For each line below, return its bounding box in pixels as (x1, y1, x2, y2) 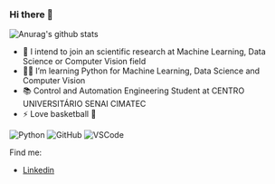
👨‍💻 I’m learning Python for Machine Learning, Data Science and (22, 65, 261, 76)
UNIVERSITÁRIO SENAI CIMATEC (22, 99, 147, 110)
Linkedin (22, 165, 55, 176)
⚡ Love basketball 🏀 (22, 109, 97, 120)
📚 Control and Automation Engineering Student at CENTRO (22, 85, 245, 96)
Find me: (9, 147, 43, 158)
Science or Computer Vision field (22, 56, 147, 67)
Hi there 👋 (9, 8, 54, 21)
